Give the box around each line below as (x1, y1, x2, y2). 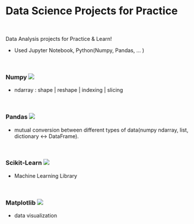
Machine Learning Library (14, 172, 78, 179)
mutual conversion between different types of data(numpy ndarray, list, (14, 126, 189, 133)
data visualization (14, 212, 58, 219)
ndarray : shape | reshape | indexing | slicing (14, 87, 123, 94)
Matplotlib (5, 199, 36, 207)
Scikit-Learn (5, 159, 42, 167)
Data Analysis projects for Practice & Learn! (5, 35, 112, 42)
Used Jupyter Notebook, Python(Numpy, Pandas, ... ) (14, 46, 145, 54)
